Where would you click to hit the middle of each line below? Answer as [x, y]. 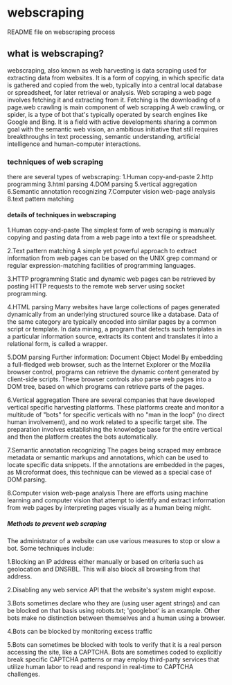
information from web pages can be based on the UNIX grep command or [113, 258]
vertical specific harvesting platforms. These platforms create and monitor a [116, 408]
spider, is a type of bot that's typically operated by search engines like [107, 114]
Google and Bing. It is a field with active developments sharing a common [112, 122]
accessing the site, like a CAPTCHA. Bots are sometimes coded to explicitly [115, 652]
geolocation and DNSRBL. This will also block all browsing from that [104, 569]
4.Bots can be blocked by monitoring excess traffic [80, 632]
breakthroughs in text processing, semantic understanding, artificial [104, 136]
